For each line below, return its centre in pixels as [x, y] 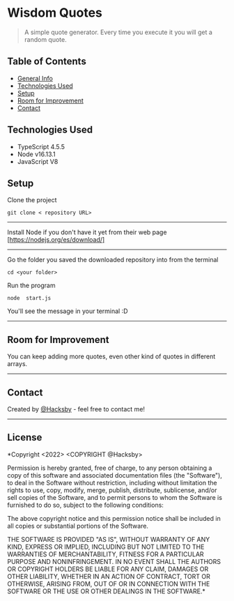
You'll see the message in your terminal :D [68, 311]
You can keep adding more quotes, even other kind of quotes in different [111, 356]
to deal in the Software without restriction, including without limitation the [112, 482]
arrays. [17, 364]
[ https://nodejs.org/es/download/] [56, 240]
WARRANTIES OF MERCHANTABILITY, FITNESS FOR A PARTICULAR [106, 554]
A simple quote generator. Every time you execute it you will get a [118, 32]
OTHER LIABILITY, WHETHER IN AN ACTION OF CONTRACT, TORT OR [109, 576]
